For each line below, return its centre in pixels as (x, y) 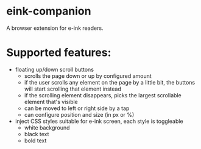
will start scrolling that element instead (73, 89)
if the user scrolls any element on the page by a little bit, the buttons (110, 82)
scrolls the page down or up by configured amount (88, 76)
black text (37, 134)
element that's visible (51, 102)
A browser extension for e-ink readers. (55, 28)
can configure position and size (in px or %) (79, 114)
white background (47, 127)
